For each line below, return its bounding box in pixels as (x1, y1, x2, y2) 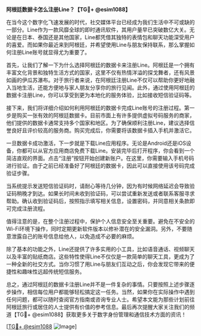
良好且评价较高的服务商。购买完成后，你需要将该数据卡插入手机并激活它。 (11, 127, 195, 134)
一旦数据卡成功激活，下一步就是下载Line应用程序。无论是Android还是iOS (6, 139, 187, 147)
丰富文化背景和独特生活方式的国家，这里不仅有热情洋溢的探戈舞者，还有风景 (6, 69, 195, 76)
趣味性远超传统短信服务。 (22, 268, 85, 275)
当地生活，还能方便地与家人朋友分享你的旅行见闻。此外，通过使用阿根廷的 (11, 84, 195, 91)
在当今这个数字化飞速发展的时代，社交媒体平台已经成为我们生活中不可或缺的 (6, 19, 195, 26)
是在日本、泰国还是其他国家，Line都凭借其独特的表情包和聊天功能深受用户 (11, 34, 195, 41)
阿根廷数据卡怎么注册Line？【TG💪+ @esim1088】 (6, 6, 131, 13)
